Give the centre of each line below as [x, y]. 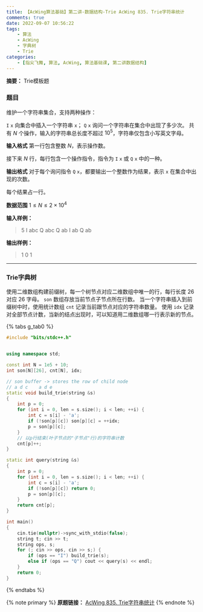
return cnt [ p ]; [36, 505]
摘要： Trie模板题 [28, 81]
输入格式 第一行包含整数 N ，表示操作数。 [57, 146]
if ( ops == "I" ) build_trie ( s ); [69, 556]
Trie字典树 [21, 278]
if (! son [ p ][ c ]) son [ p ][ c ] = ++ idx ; [74, 421]
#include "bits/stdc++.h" [39, 338]
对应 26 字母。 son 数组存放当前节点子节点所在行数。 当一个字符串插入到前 [99, 299]
